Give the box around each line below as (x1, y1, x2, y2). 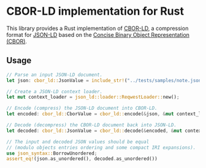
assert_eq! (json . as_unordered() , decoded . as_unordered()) (6, 156, 158, 162)
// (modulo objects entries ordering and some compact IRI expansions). (6, 144, 196, 151)
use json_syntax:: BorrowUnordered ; (6, 150, 97, 156)
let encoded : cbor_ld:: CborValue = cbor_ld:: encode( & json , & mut (6, 111, 174, 117)
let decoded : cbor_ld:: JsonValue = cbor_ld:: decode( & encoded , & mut (6, 128, 183, 134)
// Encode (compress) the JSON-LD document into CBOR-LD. (6, 105, 158, 112)
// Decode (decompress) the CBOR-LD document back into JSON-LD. (6, 122, 177, 128)
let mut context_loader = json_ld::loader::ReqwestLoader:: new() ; (6, 94, 180, 101)
